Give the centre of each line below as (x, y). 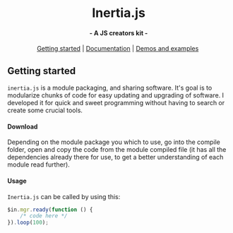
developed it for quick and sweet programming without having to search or (116, 103)
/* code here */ (44, 216)
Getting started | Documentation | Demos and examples (118, 49)
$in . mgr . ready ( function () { (50, 210)
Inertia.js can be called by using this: (64, 196)
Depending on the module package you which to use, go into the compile (114, 142)
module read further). (39, 165)
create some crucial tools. (45, 110)
